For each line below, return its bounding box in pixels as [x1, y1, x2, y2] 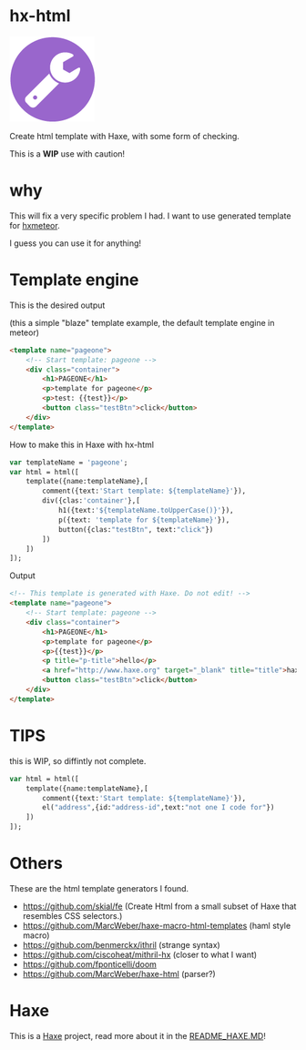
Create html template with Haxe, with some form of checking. [9, 130, 240, 141]
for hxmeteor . [9, 219, 61, 230]
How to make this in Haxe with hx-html [9, 439, 155, 450]
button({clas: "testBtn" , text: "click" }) [57, 525, 214, 534]
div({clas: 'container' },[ [42, 496, 141, 505]
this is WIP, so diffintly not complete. [9, 755, 147, 766]
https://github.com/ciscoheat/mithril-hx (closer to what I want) [22, 949, 258, 960]
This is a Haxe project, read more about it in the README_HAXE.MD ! [9, 1030, 266, 1041]
